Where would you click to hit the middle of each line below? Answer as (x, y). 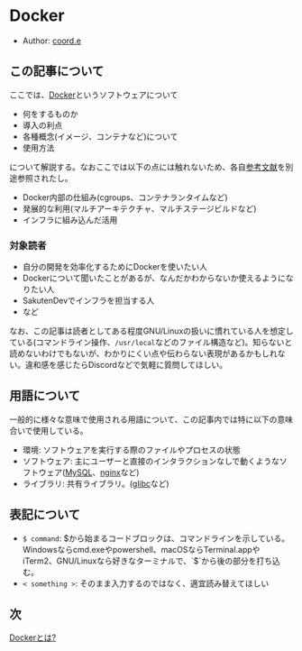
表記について (45, 515)
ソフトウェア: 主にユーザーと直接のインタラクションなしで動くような (151, 461)
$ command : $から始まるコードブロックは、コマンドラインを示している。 (156, 538)
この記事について (57, 72)
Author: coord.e (51, 41)
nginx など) (120, 472)
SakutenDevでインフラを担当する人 (88, 301)
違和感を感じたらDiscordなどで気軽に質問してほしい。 (126, 365)
